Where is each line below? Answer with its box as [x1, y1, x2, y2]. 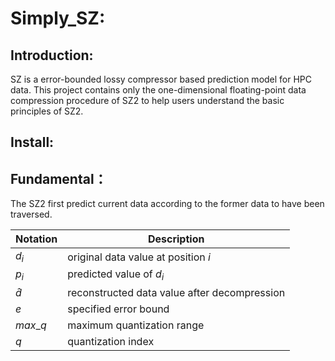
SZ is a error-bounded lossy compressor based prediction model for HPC [10, 73, 313, 85]
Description [147, 232, 205, 246]
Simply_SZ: [10, 7, 106, 30]
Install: [10, 134, 55, 151]
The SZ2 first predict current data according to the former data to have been [10, 198, 325, 210]
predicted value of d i [67, 267, 165, 283]
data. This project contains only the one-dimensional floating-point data [10, 84, 307, 96]
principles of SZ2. [10, 105, 84, 117]
